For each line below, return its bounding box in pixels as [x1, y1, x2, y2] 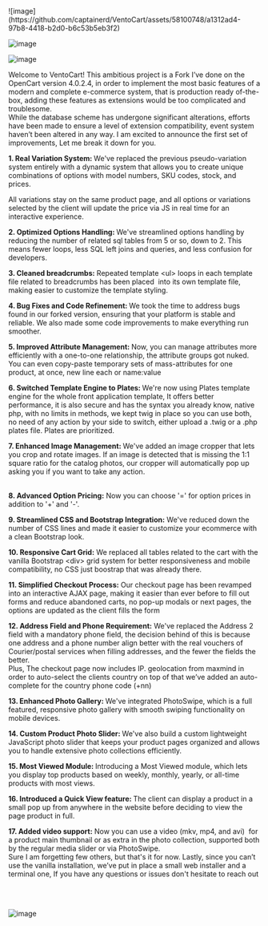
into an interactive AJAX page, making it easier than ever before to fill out [8, 588, 250, 598]
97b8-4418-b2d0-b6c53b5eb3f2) [8, 23, 120, 33]
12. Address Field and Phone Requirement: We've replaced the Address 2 [8, 621, 254, 630]
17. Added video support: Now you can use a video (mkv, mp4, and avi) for [8, 827, 258, 836]
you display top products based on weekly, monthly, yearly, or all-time [8, 770, 240, 779]
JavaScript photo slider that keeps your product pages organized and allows [8, 738, 260, 746]
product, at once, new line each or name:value [8, 368, 162, 377]
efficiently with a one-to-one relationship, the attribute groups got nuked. [8, 350, 250, 360]
